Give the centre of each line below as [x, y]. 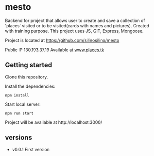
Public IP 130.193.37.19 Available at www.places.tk [55, 50]
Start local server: [23, 104]
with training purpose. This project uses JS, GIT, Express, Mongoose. [74, 31]
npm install [17, 95]
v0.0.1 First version [31, 149]
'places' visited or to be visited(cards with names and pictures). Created [77, 25]
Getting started [29, 65]
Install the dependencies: [30, 86]
